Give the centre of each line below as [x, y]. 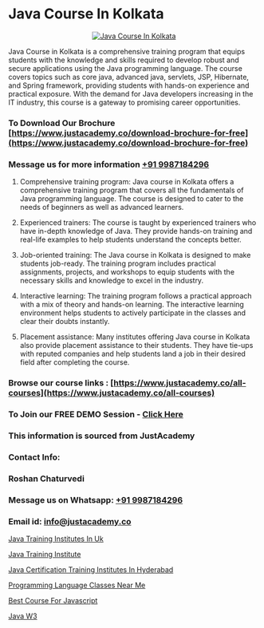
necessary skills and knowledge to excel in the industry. [112, 281]
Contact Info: [34, 457]
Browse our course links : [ [61, 383]
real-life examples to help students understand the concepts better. [130, 239]
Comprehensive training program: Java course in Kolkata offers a [127, 182]
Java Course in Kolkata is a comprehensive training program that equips [127, 51]
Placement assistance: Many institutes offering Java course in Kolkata [135, 337]
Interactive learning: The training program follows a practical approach [136, 296]
